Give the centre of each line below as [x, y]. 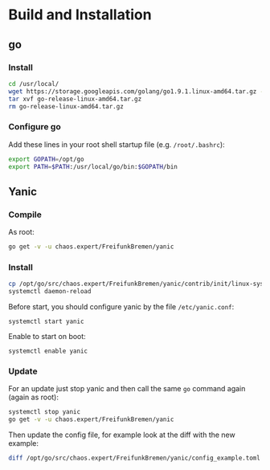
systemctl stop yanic [45, 412]
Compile [25, 215]
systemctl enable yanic [48, 351]
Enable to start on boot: [47, 337]
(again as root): [33, 397]
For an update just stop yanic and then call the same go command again [127, 389]
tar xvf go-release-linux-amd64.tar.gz [75, 99]
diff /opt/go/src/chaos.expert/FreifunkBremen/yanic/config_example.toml [135, 458]
